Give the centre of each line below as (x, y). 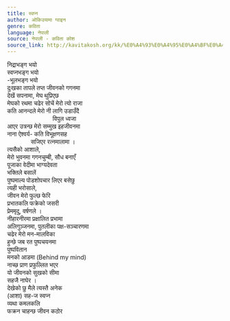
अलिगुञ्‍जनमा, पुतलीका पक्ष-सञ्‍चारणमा (48, 226)
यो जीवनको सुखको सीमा (33, 272)
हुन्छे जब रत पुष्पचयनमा (32, 242)
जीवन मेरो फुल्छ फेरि (29, 195)
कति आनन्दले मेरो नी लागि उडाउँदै (43, 111)
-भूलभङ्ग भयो (23, 80)
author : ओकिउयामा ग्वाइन (37, 20)
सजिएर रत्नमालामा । (53, 142)
